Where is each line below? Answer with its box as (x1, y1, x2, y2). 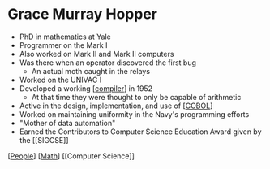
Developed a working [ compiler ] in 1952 (19, 83, 153, 93)
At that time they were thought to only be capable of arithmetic (31, 92, 242, 102)
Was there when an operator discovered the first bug (19, 58, 196, 67)
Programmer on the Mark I (19, 40, 108, 50)
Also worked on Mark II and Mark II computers (19, 49, 174, 58)
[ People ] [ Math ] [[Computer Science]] (7, 151, 135, 161)
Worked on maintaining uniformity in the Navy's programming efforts (19, 109, 250, 119)
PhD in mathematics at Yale (19, 32, 111, 41)
